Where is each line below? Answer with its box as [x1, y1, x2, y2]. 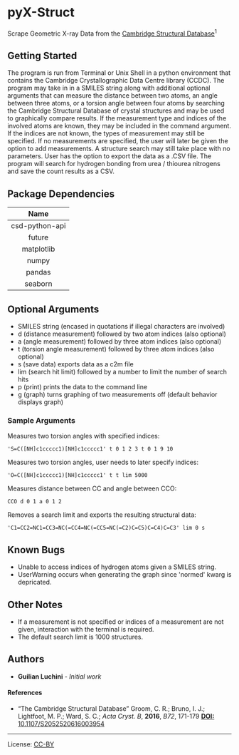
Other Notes [7, 598, 63, 610]
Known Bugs [7, 543, 65, 556]
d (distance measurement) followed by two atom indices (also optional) [17, 329, 226, 339]
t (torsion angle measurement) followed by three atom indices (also [17, 345, 215, 354]
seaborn [24, 279, 53, 289]
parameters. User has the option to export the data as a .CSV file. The [7, 152, 212, 160]
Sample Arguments [7, 415, 76, 425]
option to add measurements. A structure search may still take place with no [7, 144, 230, 153]
